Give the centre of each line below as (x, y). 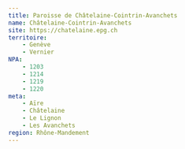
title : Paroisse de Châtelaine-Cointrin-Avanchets (93, 15)
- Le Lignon (42, 118)
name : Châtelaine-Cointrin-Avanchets (70, 23)
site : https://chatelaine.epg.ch (63, 30)
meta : (17, 96)
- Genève (37, 45)
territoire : (28, 37)
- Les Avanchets (49, 125)
